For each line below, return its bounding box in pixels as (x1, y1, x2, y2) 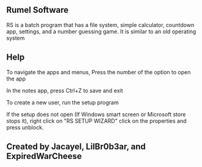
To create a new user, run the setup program (6, 98, 119, 106)
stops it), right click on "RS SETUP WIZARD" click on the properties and (6, 117, 187, 125)
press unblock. (6, 123, 44, 131)
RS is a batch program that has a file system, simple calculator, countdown (6, 21, 195, 28)
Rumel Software (6, 5, 69, 15)
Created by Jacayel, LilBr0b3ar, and (6, 141, 146, 152)
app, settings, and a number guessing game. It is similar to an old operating (6, 28, 196, 35)
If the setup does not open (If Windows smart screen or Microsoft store (6, 111, 186, 118)
